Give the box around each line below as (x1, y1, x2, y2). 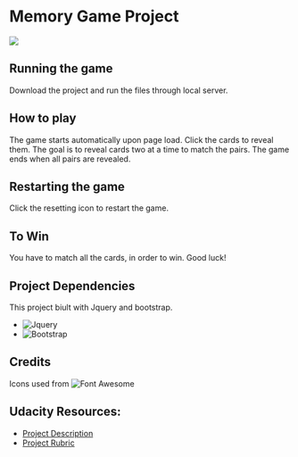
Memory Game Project (9, 6, 179, 27)
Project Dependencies (9, 278, 136, 294)
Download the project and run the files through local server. (9, 85, 228, 96)
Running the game (9, 61, 113, 77)
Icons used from (9, 378, 70, 389)
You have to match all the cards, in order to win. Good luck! (9, 253, 227, 263)
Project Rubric (21, 437, 75, 448)
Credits (9, 354, 52, 370)
